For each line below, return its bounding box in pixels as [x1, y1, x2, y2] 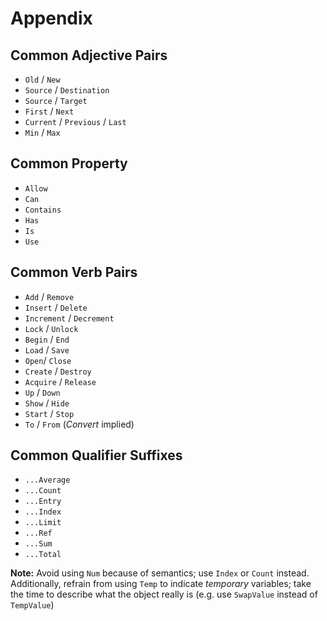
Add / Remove [24, 290, 75, 302]
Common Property [10, 155, 128, 172]
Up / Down [24, 386, 61, 398]
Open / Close [24, 354, 72, 366]
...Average [24, 475, 71, 486]
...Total [24, 550, 62, 560]
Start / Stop [24, 407, 75, 419]
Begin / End [24, 333, 70, 345]
